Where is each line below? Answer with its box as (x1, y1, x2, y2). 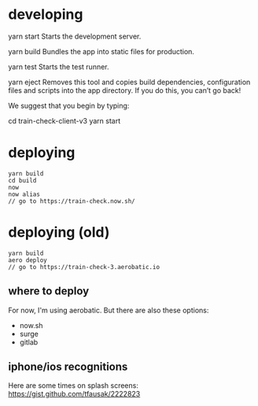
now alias (8, 190, 41, 198)
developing (8, 6, 83, 24)
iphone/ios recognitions (8, 360, 128, 374)
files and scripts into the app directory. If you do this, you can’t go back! (8, 85, 241, 95)
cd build (8, 176, 37, 184)
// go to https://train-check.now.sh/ (8, 197, 135, 205)
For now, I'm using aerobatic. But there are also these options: (8, 305, 209, 315)
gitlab (19, 337, 39, 347)
